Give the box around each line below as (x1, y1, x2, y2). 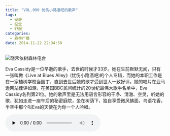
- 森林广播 (10, 36, 30, 41)
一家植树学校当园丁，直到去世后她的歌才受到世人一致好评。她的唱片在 (9, 78, 156, 84)
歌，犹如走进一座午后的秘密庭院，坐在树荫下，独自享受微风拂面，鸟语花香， (5, 97, 165, 104)
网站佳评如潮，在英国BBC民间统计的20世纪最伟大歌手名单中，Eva (9, 85, 148, 91)
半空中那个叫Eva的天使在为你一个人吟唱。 (5, 104, 93, 110)
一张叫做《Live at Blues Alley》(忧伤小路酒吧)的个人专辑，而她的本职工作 (5, 72, 158, 78)
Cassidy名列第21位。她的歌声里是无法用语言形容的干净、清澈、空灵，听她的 (5, 91, 164, 97)
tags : (5, 12, 17, 17)
